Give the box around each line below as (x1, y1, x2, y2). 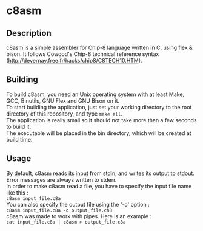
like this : (6, 189, 28, 196)
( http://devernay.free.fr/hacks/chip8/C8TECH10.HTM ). (6, 57, 142, 64)
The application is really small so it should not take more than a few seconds (6, 116, 197, 123)
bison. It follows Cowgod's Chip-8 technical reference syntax (6, 50, 159, 58)
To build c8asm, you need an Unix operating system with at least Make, (6, 91, 185, 98)
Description (6, 28, 52, 38)
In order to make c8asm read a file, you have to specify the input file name (6, 182, 192, 190)
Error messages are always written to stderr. (6, 176, 117, 183)
